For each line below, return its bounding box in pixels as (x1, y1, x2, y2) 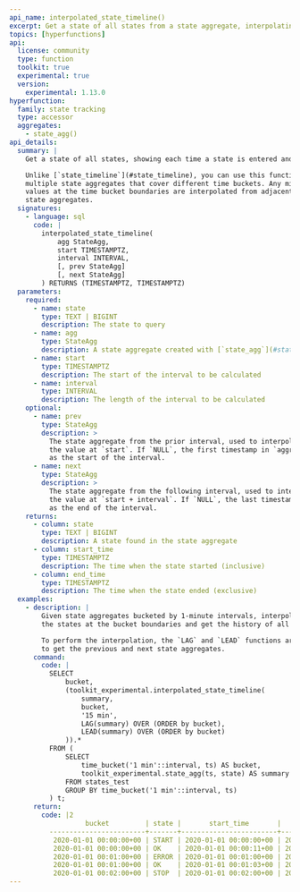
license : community (17, 47, 90, 55)
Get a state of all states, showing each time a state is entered (25, 154, 278, 164)
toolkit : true (17, 64, 70, 72)
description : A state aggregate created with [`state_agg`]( (41, 345, 274, 354)
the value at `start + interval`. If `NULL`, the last (48, 495, 257, 504)
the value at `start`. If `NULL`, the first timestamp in (48, 445, 270, 454)
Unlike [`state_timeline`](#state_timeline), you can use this (25, 171, 266, 180)
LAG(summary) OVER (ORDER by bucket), (80, 719, 226, 728)
